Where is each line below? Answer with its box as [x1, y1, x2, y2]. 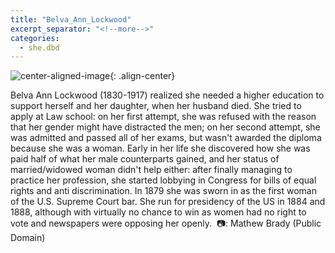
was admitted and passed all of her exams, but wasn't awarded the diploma [10, 132, 322, 144]
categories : [10, 33, 60, 43]
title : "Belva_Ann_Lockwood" [10, 14, 132, 25]
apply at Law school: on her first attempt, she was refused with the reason [10, 111, 317, 123]
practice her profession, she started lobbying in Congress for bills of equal [10, 174, 317, 186]
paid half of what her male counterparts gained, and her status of [10, 153, 280, 165]
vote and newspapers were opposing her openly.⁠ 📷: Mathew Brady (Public [10, 217, 322, 230]
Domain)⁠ [10, 232, 46, 244]
